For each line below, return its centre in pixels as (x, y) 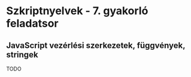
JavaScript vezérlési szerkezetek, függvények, (96, 45)
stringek (22, 54)
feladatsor (32, 23)
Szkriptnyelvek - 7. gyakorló (77, 11)
